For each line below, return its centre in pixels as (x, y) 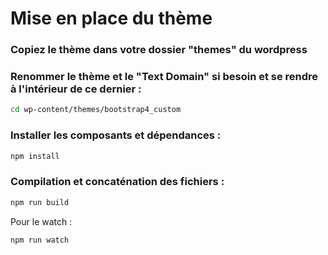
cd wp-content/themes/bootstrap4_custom (96, 110)
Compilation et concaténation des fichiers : (117, 182)
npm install (35, 156)
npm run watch (40, 240)
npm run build (40, 202)
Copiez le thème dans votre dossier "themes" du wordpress (159, 50)
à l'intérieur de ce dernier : (76, 89)
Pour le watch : (41, 221)
